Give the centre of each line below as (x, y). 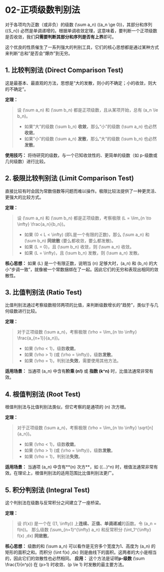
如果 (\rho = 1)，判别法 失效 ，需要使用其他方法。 (72, 361)
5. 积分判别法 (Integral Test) (48, 490)
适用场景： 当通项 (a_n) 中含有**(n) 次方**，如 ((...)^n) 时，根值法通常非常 (79, 467)
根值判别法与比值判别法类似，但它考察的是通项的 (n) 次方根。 (67, 407)
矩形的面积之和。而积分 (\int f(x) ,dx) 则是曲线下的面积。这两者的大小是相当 (81, 552)
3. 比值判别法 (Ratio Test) (43, 292)
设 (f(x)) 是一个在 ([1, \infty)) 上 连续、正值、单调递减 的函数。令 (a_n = (87, 524)
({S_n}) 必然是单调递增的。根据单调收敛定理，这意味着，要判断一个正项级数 (81, 30)
